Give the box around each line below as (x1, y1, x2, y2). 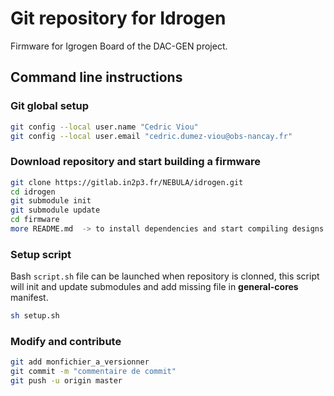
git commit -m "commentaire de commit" (10, 367, 177, 377)
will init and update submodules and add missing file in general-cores (10, 281, 299, 293)
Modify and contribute (10, 335, 122, 349)
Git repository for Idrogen (10, 7, 227, 30)
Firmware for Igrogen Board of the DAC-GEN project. (10, 40, 228, 52)
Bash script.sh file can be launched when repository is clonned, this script (10, 270, 320, 282)
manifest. (10, 292, 49, 304)
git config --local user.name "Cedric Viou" (10, 122, 199, 132)
